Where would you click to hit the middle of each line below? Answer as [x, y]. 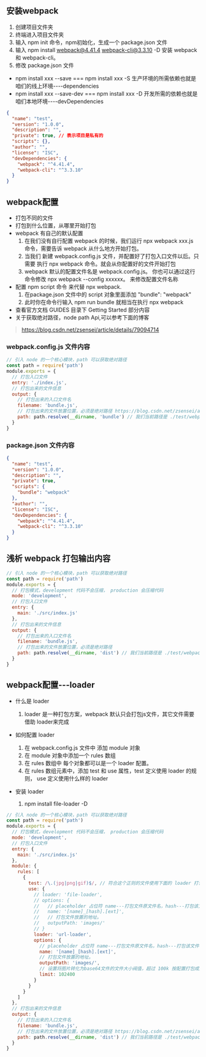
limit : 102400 [57, 975]
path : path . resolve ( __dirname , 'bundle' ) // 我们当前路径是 [92, 417]
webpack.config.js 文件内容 [48, 346]
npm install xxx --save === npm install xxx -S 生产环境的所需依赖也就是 [105, 78]
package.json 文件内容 [40, 445]
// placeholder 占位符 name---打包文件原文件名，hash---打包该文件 [119, 946]
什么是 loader [32, 701]
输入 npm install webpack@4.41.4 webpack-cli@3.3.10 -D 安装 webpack [106, 50]
